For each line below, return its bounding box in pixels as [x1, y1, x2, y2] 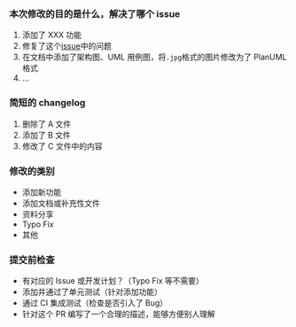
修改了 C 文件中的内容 [21, 140, 103, 152]
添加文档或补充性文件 [21, 198, 100, 208]
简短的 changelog [9, 97, 86, 109]
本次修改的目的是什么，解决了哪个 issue [9, 7, 181, 19]
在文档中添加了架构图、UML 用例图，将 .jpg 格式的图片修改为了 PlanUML [21, 51, 287, 63]
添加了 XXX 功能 [21, 29, 82, 41]
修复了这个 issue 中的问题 [21, 41, 113, 51]
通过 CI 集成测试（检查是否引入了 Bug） [21, 298, 168, 308]
